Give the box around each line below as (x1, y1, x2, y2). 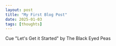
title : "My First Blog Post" (5, 12, 67, 17)
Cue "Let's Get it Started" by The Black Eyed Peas (5, 35, 111, 41)
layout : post (5, 7, 33, 13)
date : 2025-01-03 (5, 17, 42, 22)
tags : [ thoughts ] (5, 21, 42, 27)
